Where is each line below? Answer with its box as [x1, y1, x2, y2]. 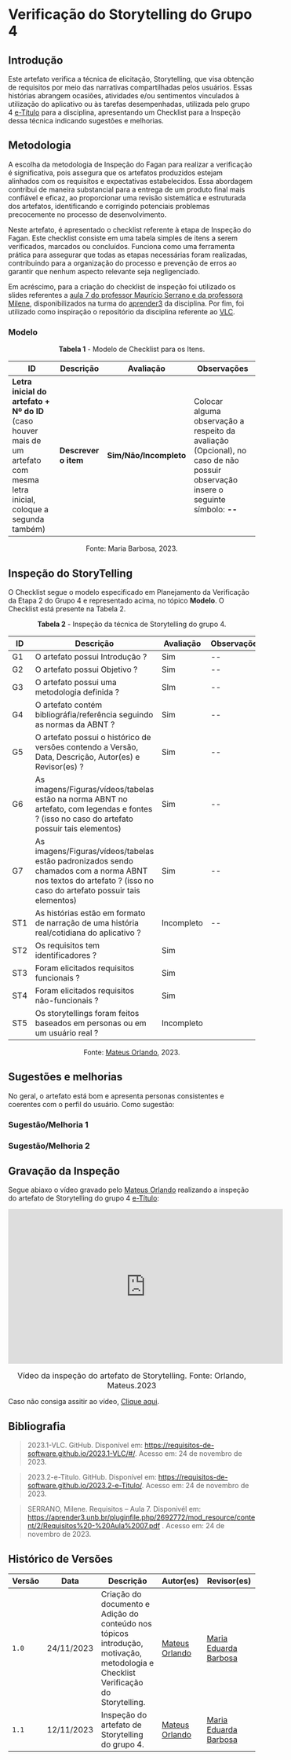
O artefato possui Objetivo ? [35, 664, 138, 675]
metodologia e [100, 1658, 155, 1669]
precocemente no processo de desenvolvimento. [8, 210, 167, 219]
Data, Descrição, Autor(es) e [35, 751, 140, 762]
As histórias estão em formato [35, 907, 146, 918]
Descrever [59, 445, 100, 456]
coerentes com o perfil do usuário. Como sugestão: [8, 1099, 175, 1109]
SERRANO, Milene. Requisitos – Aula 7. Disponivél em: [27, 1505, 202, 1514]
